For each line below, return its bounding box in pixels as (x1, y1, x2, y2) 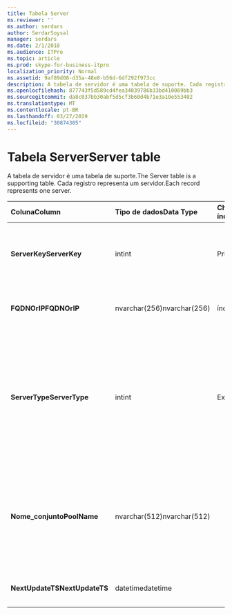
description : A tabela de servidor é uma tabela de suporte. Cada (7, 81, 202, 88)
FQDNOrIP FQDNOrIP (10, 303, 80, 313)
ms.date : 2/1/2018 (7, 42, 60, 49)
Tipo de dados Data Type (115, 207, 198, 217)
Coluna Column (10, 207, 61, 217)
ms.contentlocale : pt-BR (7, 106, 79, 113)
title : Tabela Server (7, 10, 70, 17)
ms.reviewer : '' (7, 17, 54, 23)
